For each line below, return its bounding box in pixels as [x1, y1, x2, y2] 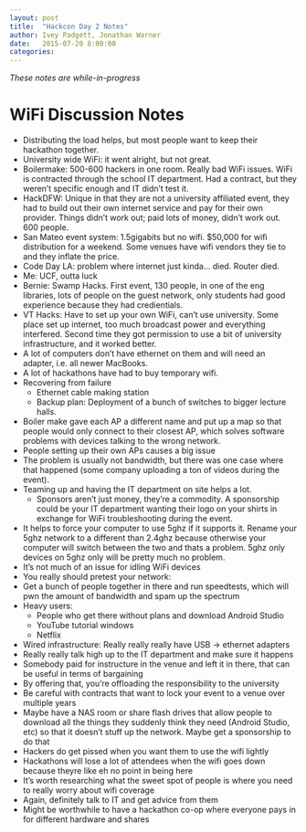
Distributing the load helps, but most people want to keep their [22, 134, 259, 146]
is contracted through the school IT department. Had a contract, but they [22, 174, 297, 184]
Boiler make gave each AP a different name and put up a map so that [22, 416, 282, 427]
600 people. [22, 222, 69, 233]
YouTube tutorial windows [36, 620, 134, 631]
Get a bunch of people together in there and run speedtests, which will [22, 581, 290, 592]
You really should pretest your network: [22, 572, 172, 583]
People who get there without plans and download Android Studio [36, 610, 285, 621]
